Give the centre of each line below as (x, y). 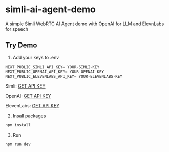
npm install (18, 125)
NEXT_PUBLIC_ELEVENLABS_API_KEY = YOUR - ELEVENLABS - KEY (64, 76)
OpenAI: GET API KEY (28, 96)
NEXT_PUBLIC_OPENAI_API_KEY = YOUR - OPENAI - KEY (55, 72)
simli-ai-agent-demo (51, 9)
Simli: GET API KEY (25, 86)
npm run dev (18, 144)
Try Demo (21, 45)
